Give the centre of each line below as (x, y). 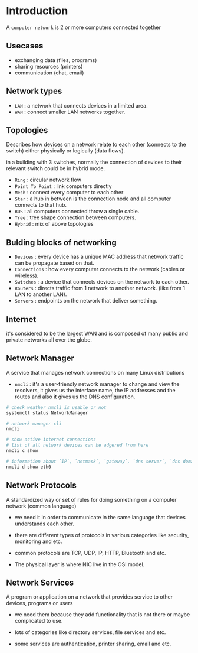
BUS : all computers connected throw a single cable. (77, 212)
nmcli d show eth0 (29, 467)
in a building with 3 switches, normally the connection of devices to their (94, 162)
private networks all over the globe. (49, 340)
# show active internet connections (51, 440)
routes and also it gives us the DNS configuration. (75, 397)
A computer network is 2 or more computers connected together (83, 27)
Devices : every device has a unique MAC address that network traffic (99, 257)
